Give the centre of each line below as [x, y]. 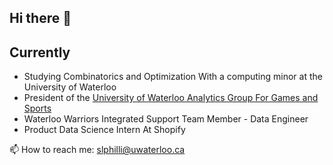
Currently [40, 52]
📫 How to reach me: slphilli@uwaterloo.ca [97, 150]
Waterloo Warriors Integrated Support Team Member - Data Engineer [166, 119]
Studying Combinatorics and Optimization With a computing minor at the [173, 77]
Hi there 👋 [40, 18]
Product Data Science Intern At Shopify [104, 130]
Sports [37, 108]
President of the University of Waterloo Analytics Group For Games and [171, 98]
